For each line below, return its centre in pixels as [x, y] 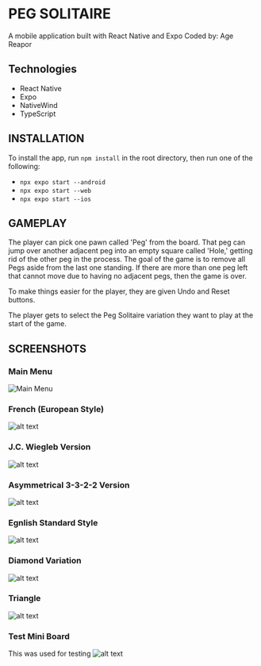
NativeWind [38, 105]
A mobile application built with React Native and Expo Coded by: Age [121, 36]
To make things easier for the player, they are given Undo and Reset [119, 291]
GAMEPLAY [38, 223]
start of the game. [38, 324]
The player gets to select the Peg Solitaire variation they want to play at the [131, 315]
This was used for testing [50, 654]
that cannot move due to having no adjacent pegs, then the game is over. [128, 276]
